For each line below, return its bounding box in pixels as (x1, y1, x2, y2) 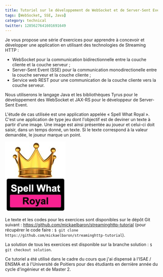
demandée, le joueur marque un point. (5, 132, 81, 138)
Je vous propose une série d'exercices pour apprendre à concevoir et (5, 37, 145, 43)
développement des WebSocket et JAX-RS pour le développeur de (5, 97, 138, 103)
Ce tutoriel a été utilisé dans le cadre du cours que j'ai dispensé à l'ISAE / (5, 256, 151, 262)
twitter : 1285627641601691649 (5, 23, 66, 28)
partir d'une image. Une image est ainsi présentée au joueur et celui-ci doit (5, 122, 155, 128)
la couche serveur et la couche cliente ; (12, 72, 91, 78)
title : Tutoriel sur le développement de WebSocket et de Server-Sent (5, 8, 151, 13)
